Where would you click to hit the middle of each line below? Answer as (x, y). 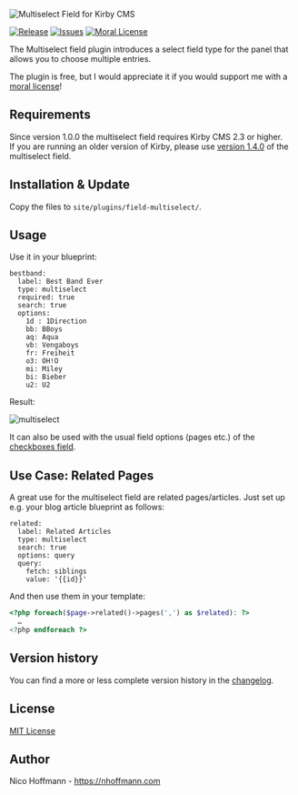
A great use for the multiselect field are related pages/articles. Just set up (148, 498)
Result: (22, 402)
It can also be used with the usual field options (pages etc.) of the (132, 438)
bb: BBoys (45, 329)
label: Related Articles (65, 532)
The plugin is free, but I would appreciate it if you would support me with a (149, 76)
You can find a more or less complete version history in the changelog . (142, 680)
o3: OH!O (42, 361)
